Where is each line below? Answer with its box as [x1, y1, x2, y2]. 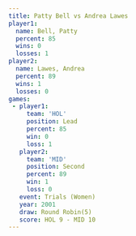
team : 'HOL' [26, 110, 67, 118]
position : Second [26, 163, 85, 171]
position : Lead [26, 118, 79, 126]
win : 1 [26, 178, 49, 187]
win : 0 [26, 132, 49, 140]
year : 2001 [19, 200, 57, 208]
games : [8, 95, 31, 103]
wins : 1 [15, 79, 42, 88]
